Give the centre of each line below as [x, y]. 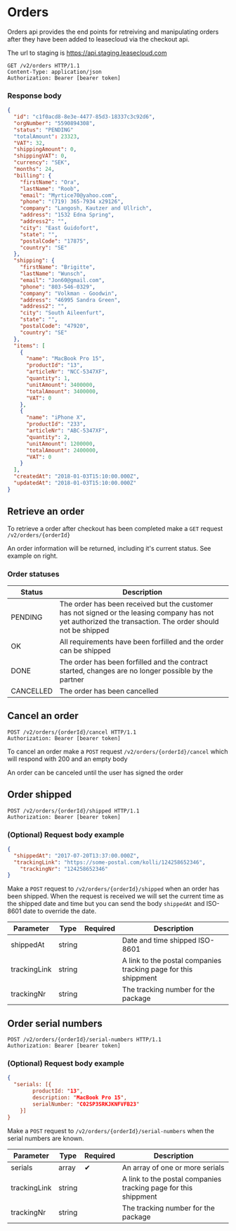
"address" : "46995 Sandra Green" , [70, 300]
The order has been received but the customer [136, 604]
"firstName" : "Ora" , [50, 182]
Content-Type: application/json [54, 72]
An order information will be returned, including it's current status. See [109, 548]
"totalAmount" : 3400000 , [62, 391]
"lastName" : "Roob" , [50, 189]
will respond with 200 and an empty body [67, 759]
